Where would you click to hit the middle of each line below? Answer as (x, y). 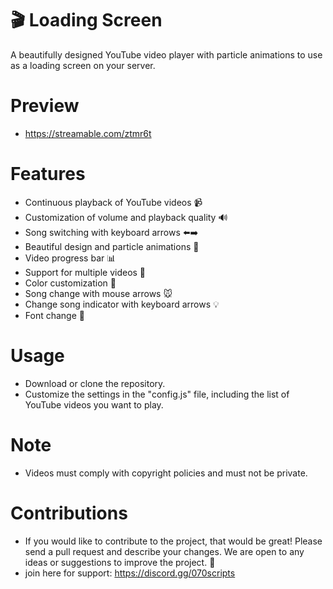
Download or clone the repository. (95, 383)
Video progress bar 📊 (70, 258)
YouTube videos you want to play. (94, 404)
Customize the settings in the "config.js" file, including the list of (157, 394)
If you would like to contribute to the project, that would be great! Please (173, 541)
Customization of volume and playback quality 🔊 (126, 217)
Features (48, 174)
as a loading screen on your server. (83, 65)
